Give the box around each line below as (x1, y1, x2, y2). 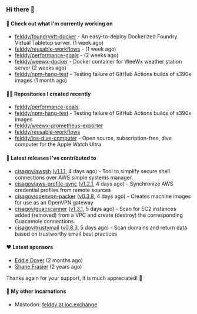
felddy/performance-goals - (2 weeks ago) (14, 52, 119, 59)
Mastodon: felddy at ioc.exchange (14, 300, 98, 308)
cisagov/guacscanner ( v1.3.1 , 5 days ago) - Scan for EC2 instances (14, 205, 176, 212)
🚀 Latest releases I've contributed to (6, 154, 96, 161)
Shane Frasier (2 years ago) (14, 263, 82, 270)
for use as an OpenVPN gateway (14, 199, 94, 206)
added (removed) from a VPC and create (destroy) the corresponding (14, 211, 183, 219)
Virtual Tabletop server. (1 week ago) (14, 39, 104, 47)
